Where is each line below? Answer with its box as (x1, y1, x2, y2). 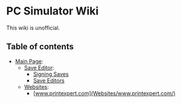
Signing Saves (33, 70, 69, 78)
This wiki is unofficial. (6, 24, 60, 31)
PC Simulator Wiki (6, 4, 99, 18)
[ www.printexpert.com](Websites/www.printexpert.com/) (33, 89, 176, 97)
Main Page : (15, 57, 44, 64)
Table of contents (6, 42, 74, 52)
